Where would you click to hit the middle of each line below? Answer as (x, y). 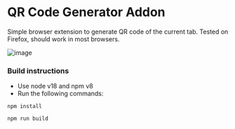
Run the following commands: (60, 94)
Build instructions (38, 71)
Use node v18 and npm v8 (55, 86)
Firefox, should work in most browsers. (63, 39)
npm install (25, 107)
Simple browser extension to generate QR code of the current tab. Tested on (118, 32)
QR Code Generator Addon (87, 12)
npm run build (28, 119)
